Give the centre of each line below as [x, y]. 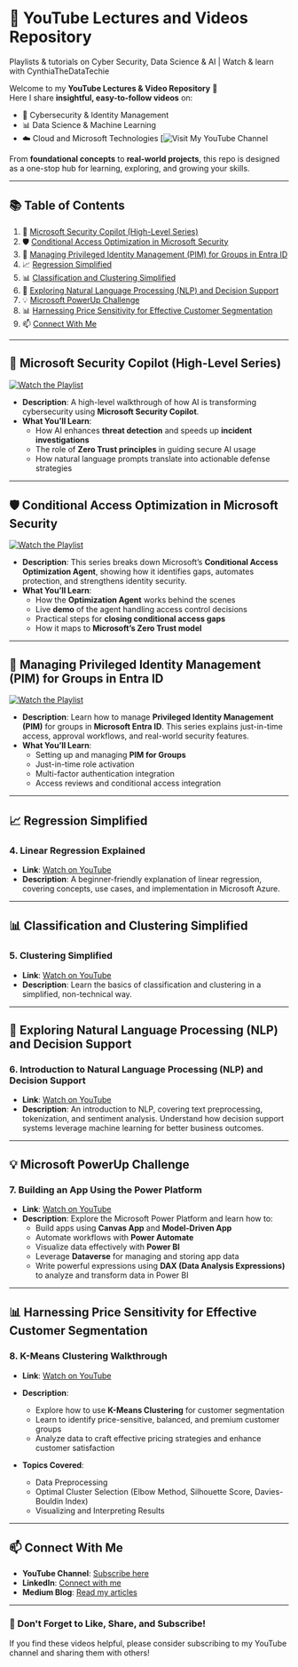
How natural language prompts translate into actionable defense [153, 459]
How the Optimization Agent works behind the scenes [136, 600]
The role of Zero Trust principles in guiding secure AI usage [145, 449]
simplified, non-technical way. [77, 993]
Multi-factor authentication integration [105, 774]
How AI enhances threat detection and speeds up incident [144, 430]
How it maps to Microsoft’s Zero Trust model [118, 628]
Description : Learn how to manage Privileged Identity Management [148, 717]
